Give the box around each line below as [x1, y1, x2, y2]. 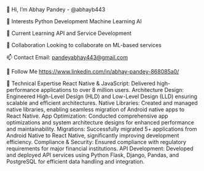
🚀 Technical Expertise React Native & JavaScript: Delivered [6, 80, 155, 87]
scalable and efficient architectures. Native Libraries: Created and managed [6, 99, 198, 107]
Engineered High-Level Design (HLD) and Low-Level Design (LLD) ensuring [6, 93, 198, 100]
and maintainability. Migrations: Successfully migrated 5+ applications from [6, 126, 197, 132]
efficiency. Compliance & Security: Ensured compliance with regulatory [6, 139, 186, 145]
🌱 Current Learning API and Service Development [6, 29, 132, 37]
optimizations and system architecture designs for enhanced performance [6, 119, 195, 126]
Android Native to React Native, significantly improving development [6, 132, 179, 139]
